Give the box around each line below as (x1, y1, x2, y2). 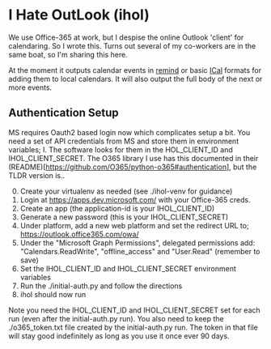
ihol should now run (19, 289, 87, 299)
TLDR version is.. (8, 170, 66, 180)
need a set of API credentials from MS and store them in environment (8, 136, 239, 146)
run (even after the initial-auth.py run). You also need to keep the (8, 313, 224, 323)
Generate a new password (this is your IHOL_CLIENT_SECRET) (19, 212, 229, 222)
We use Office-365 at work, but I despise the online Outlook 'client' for (8, 32, 244, 42)
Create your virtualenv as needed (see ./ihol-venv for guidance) (19, 186, 233, 196)
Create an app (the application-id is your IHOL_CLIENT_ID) (19, 203, 215, 213)
